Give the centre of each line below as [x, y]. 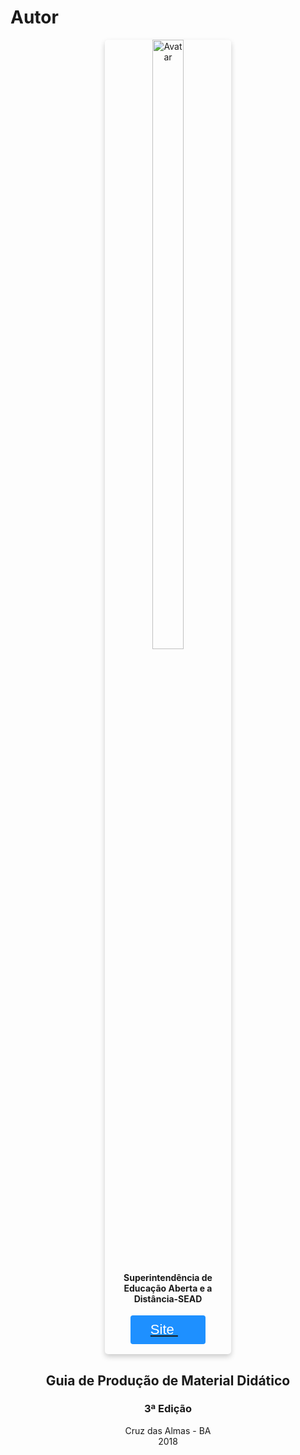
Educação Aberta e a [168, 1288]
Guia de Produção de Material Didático [168, 1380]
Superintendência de [168, 1277]
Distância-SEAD [168, 1298]
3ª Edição [168, 1409]
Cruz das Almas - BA [168, 1430]
